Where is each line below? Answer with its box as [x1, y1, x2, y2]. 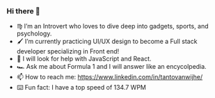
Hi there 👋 [6, 6, 41, 16]
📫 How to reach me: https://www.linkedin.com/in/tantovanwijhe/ [16, 73, 203, 81]
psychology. [16, 29, 52, 38]
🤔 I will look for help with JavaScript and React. [16, 55, 152, 63]
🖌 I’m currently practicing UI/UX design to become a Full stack [16, 38, 198, 46]
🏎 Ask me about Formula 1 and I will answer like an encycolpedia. [16, 63, 207, 71]
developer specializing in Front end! [16, 47, 120, 56]
